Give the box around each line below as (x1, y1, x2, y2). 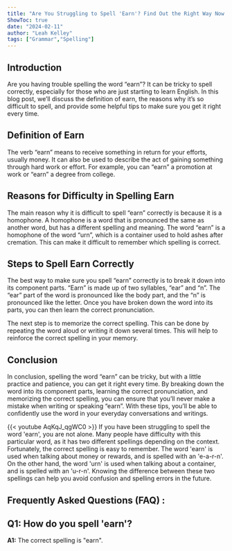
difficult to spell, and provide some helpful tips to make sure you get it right (7, 102, 222, 110)
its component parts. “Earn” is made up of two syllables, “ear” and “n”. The (7, 283, 220, 292)
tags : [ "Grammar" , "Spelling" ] (7, 36, 95, 43)
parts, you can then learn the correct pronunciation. (7, 306, 155, 314)
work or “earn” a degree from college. (7, 170, 116, 178)
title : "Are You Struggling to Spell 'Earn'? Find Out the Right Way (7, 10, 213, 17)
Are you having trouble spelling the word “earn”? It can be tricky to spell (7, 80, 213, 88)
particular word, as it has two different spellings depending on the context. (7, 437, 220, 446)
